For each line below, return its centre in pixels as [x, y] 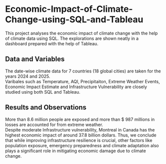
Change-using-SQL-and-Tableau [74, 19]
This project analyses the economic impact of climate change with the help [82, 33]
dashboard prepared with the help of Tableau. [52, 43]
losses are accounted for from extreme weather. [54, 125]
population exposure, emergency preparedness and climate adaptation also [82, 145]
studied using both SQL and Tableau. [43, 92]
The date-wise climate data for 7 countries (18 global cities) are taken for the [83, 71]
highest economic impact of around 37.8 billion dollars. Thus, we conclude [81, 135]
